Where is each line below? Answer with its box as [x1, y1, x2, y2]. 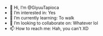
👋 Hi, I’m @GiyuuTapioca [9, 5, 59, 10]
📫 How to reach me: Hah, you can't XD [9, 26, 89, 31]
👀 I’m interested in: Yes [9, 10, 56, 16]
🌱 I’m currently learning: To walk [9, 15, 74, 20]
